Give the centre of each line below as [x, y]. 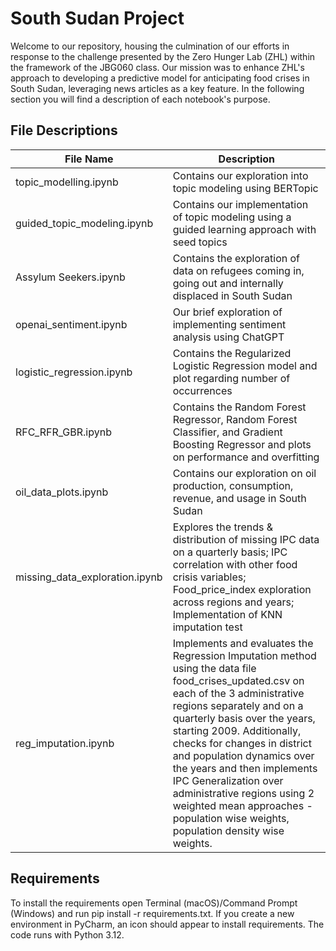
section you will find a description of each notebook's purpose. [140, 99]
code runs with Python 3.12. [67, 934]
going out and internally [228, 283]
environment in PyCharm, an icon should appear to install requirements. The [167, 924]
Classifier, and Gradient [227, 432]
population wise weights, [231, 818]
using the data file [214, 668]
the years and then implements [245, 768]
